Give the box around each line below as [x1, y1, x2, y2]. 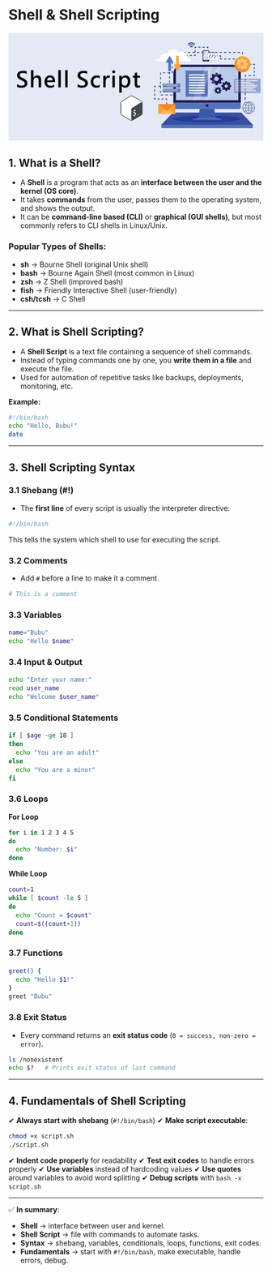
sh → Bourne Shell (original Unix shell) [19, 259, 149, 269]
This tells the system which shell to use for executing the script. [8, 534, 221, 544]
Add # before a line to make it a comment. [19, 573, 159, 583]
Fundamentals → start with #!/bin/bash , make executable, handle [19, 1246, 241, 1256]
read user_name [8, 684, 60, 692]
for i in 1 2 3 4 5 [8, 829, 74, 837]
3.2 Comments [8, 555, 68, 566]
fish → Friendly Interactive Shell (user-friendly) [19, 285, 178, 295]
